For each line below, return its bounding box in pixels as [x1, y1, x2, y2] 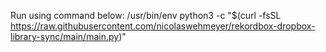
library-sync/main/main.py [10, 31, 120, 42]
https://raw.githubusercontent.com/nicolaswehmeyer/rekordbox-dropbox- [10, 20, 316, 32]
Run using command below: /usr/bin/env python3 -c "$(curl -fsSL [10, 10, 282, 21]
